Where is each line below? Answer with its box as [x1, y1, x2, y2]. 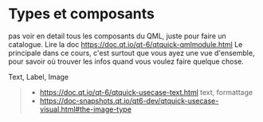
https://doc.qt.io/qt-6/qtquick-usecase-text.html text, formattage [39, 87, 253, 96]
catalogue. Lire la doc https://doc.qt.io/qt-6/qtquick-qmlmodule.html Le [8, 39, 243, 49]
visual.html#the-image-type [39, 104, 131, 114]
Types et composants [8, 5, 155, 23]
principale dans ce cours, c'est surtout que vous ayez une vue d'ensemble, [8, 48, 255, 57]
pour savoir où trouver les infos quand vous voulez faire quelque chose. [8, 57, 245, 66]
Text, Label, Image [8, 72, 69, 81]
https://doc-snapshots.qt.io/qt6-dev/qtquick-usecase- [39, 96, 219, 105]
